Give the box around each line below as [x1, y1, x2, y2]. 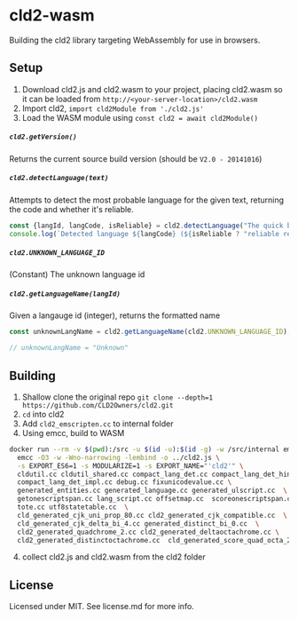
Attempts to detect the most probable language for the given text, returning [9, 194, 285, 205]
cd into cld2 [21, 409, 65, 419]
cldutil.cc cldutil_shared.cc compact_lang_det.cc [17, 470, 208, 479]
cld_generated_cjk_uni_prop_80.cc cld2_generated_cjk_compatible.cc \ [17, 511, 288, 520]
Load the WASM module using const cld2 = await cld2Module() [21, 112, 259, 123]
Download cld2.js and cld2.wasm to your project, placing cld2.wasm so [21, 83, 283, 94]
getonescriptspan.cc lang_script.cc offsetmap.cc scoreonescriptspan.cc [17, 495, 295, 504]
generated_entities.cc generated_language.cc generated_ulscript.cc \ [17, 486, 288, 496]
